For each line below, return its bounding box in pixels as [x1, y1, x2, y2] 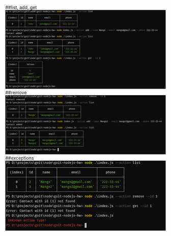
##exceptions [5, 155, 34, 161]
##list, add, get [5, 5, 37, 10]
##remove [5, 89, 27, 96]
